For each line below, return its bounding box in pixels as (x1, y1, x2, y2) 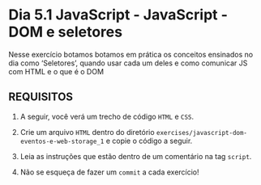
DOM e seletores (8, 23, 123, 41)
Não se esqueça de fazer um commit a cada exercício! (19, 167, 200, 177)
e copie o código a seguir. (105, 136, 193, 145)
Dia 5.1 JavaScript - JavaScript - (8, 6, 229, 24)
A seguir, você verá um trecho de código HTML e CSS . (19, 111, 195, 121)
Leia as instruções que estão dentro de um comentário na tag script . (19, 151, 252, 161)
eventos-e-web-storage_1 (19, 137, 105, 145)
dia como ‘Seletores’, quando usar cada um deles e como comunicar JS (8, 58, 248, 68)
